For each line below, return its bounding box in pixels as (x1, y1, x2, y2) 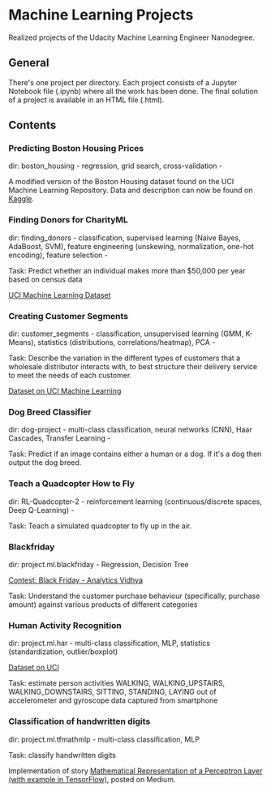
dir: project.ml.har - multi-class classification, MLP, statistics (8, 639, 211, 648)
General (8, 56, 50, 70)
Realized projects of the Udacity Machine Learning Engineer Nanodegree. (8, 32, 256, 42)
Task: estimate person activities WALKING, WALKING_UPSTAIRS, (8, 678, 226, 688)
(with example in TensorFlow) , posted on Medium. (8, 774, 176, 784)
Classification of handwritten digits (8, 716, 151, 727)
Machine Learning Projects (8, 6, 194, 24)
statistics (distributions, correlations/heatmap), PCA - (37, 338, 216, 347)
